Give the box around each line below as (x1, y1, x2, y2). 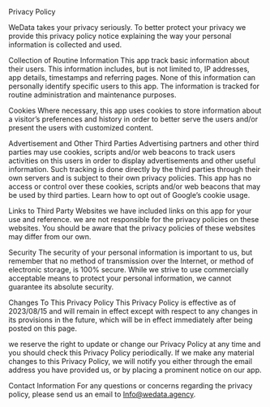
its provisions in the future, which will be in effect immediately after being (8, 315, 253, 324)
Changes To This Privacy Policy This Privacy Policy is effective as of (8, 298, 237, 307)
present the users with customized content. (8, 123, 154, 132)
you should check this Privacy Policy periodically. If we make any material (8, 348, 255, 358)
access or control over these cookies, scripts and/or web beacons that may (8, 182, 261, 191)
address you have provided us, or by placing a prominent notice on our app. (8, 365, 262, 375)
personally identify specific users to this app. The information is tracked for (8, 81, 260, 91)
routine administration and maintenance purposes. (8, 90, 177, 100)
